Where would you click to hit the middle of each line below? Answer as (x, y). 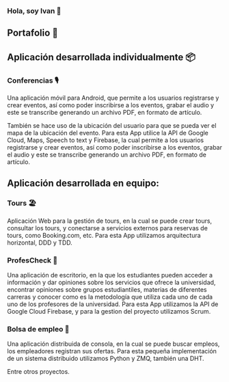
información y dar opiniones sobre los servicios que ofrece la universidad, (111, 282)
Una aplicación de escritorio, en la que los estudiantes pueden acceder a (110, 275)
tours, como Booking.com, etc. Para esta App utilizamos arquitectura (104, 235)
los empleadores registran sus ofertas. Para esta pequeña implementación (112, 351)
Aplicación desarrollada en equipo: (83, 183)
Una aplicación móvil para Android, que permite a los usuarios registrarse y (113, 98)
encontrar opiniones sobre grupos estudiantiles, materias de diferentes (107, 289)
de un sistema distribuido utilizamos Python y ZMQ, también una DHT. (106, 359)
